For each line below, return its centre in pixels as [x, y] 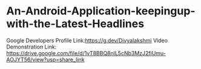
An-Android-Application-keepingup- [101, 11]
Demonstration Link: [31, 47]
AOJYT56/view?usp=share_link [45, 59]
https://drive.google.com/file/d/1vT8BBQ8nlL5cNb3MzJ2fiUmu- [86, 53]
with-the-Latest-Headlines [75, 24]
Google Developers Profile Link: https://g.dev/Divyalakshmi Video [87, 40]
